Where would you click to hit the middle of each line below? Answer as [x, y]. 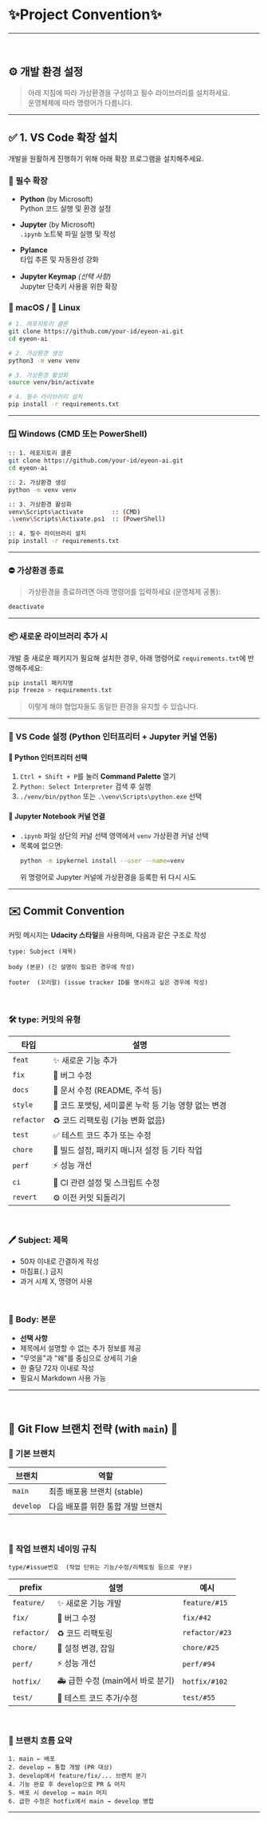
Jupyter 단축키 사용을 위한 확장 [69, 286]
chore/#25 [201, 1648]
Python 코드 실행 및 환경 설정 [65, 208]
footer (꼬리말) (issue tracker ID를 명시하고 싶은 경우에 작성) [108, 983]
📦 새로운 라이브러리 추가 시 [58, 636]
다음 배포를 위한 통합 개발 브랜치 [106, 1506]
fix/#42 [197, 1618]
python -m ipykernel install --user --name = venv [102, 861]
